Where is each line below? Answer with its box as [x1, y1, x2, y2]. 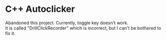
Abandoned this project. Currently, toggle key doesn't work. [5, 20, 128, 26]
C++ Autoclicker [5, 3, 75, 15]
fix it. [5, 30, 16, 36]
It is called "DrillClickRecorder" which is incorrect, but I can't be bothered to [5, 25, 161, 31]
